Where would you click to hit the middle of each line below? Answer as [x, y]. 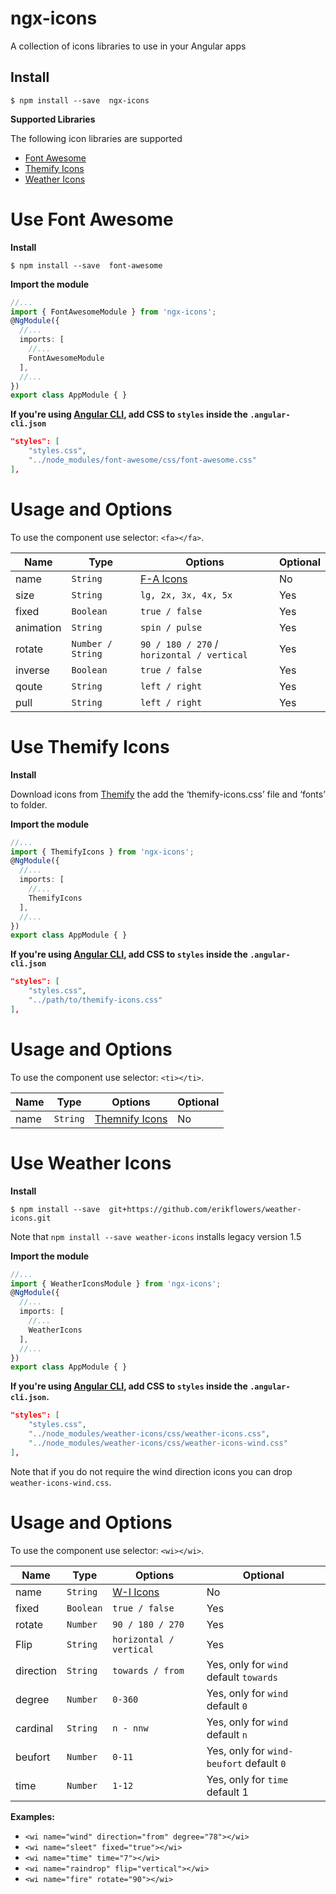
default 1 [227, 1792]
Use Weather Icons [91, 1163]
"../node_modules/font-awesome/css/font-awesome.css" [142, 460]
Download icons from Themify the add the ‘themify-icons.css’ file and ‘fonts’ [168, 794]
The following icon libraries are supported [96, 138]
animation [38, 627]
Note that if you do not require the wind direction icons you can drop [151, 1471]
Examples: [32, 1816]
